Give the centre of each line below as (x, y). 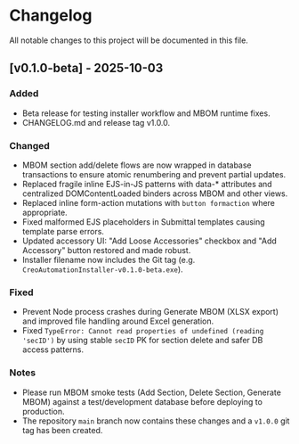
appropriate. (45, 212)
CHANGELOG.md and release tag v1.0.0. (96, 122)
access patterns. (53, 349)
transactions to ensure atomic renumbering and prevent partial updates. (154, 174)
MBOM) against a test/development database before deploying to (142, 401)
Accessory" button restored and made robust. (106, 250)
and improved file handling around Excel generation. (118, 321)
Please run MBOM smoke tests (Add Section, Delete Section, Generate (152, 392)
